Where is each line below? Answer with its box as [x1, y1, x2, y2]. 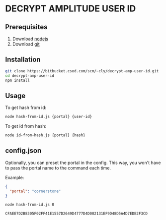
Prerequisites [5, 23, 48, 31]
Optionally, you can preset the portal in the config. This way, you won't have [5, 160, 161, 165]
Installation [5, 55, 41, 64]
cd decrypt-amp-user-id [5, 73, 55, 78]
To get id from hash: [5, 123, 47, 129]
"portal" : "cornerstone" [9, 189, 61, 194]
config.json [5, 147, 42, 155]
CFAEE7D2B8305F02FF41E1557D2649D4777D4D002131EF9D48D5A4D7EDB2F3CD [5, 211, 148, 216]
